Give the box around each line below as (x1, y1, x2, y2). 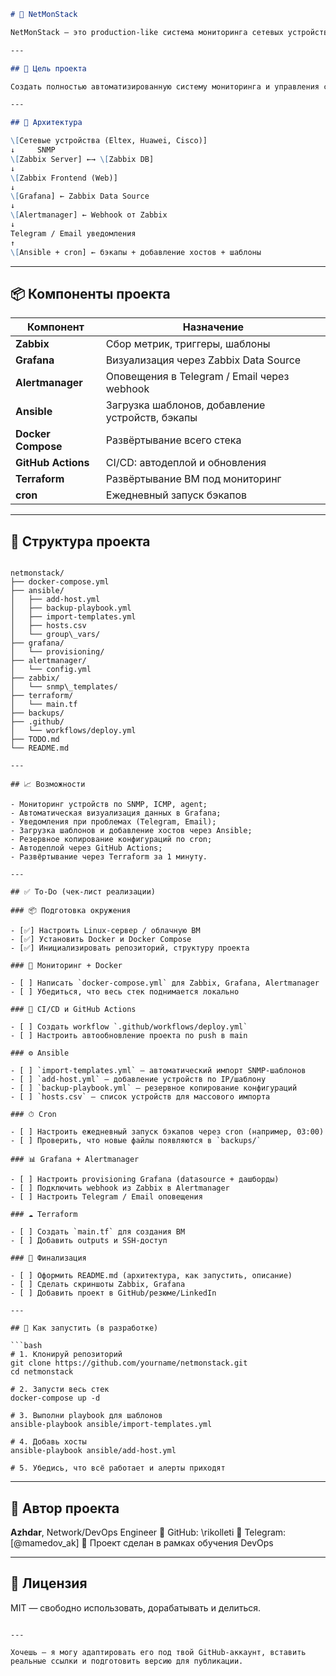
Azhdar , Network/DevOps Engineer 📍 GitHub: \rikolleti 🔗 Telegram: (10, 1526, 287, 1538)
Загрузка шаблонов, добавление (105, 398, 266, 412)
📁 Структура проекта (10, 533, 151, 550)
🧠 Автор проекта (10, 1500, 120, 1517)
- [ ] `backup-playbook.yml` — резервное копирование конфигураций (10, 1083, 298, 1094)
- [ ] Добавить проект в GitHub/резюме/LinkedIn (10, 1288, 217, 1299)
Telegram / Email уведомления (10, 228, 137, 239)
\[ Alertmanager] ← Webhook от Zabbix (10, 210, 168, 220)
